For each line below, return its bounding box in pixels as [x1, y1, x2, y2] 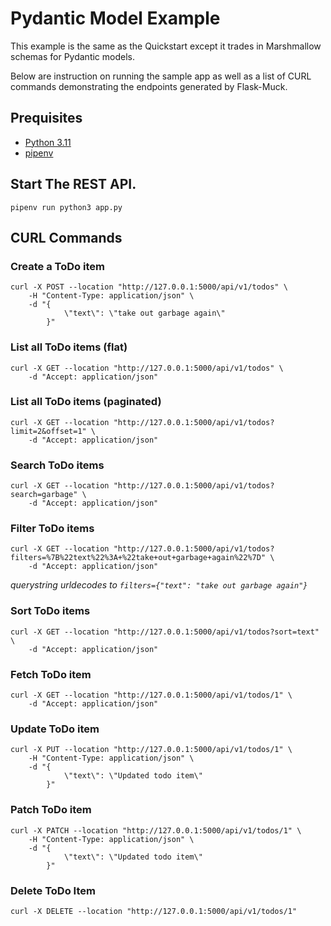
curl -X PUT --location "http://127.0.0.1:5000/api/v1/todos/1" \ [10, 745, 293, 755]
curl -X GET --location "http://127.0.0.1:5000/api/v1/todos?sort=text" [10, 627, 320, 637]
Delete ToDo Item [10, 883, 96, 897]
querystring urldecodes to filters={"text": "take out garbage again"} [10, 579, 308, 591]
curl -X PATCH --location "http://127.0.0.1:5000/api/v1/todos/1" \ [10, 825, 302, 836]
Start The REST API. [10, 176, 137, 193]
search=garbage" [10, 490, 78, 500]
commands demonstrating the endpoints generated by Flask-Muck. [10, 80, 288, 92]
